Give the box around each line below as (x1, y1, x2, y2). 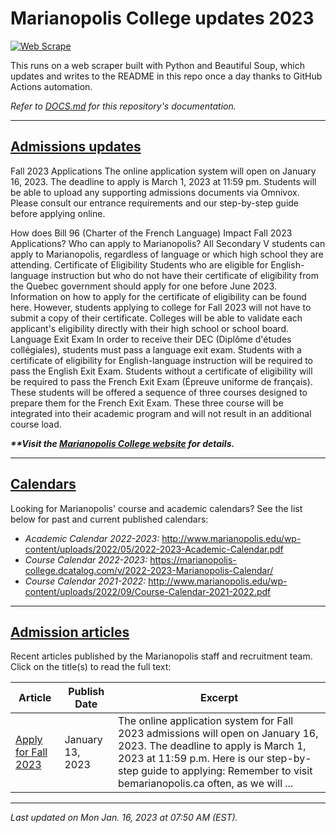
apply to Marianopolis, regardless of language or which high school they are (10, 248, 324, 260)
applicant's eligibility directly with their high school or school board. (10, 322, 289, 334)
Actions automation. (10, 80, 93, 92)
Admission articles (10, 623, 130, 641)
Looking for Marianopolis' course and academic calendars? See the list (10, 502, 303, 514)
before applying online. (10, 207, 106, 219)
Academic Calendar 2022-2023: (24, 532, 160, 544)
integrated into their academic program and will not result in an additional (10, 407, 312, 419)
